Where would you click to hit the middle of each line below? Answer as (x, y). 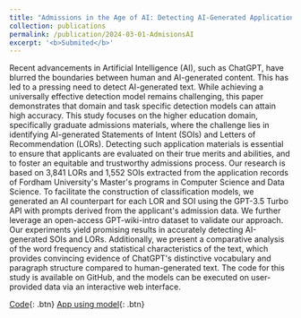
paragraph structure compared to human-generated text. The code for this (147, 268)
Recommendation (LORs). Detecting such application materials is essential (146, 144)
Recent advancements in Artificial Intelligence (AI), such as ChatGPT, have (147, 68)
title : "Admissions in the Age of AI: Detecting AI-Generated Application (152, 17)
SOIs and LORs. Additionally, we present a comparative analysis (167, 239)
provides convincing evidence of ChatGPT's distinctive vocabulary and (140, 258)
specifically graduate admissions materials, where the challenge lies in (140, 125)
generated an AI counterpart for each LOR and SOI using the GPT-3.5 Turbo (149, 202)
